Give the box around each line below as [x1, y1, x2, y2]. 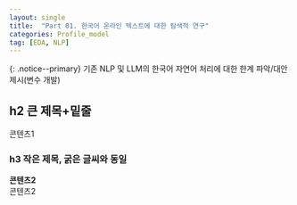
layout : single [9, 12, 66, 22]
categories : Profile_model [9, 29, 110, 38]
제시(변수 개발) [9, 75, 61, 86]
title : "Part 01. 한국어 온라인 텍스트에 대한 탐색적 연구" [9, 21, 210, 30]
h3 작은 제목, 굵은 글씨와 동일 [9, 152, 128, 165]
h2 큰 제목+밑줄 [9, 103, 92, 119]
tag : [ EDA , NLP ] [9, 37, 70, 47]
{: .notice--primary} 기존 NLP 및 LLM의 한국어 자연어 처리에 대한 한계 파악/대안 [9, 63, 288, 74]
